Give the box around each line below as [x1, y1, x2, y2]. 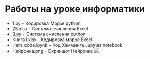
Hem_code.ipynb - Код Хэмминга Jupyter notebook [12, 42, 123, 48]
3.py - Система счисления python [12, 31, 86, 37]
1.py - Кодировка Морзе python [12, 20, 81, 26]
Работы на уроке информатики [5, 3, 145, 15]
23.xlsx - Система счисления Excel [12, 25, 88, 31]
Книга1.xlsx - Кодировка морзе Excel [12, 36, 92, 43]
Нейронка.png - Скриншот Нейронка [12, 48, 93, 54]
